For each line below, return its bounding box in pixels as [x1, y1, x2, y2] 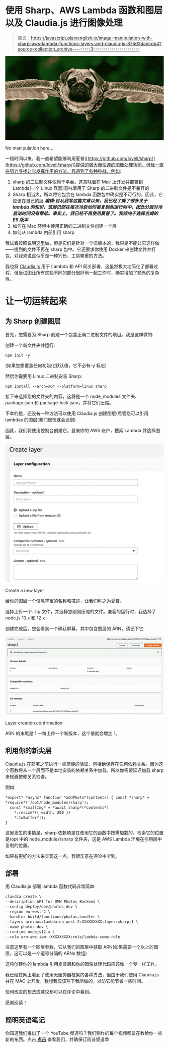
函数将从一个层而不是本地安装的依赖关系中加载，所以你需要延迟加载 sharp [9, 767, 164, 773]
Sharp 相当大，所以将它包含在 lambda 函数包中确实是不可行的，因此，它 [12, 191, 163, 197]
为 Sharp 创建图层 [5, 317, 61, 326]
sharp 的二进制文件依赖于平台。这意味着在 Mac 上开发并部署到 [12, 179, 143, 185]
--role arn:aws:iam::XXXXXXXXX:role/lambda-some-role [5, 934, 121, 939]
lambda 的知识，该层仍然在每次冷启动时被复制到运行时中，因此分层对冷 [12, 204, 162, 210]
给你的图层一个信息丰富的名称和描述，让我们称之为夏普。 [5, 598, 124, 604]
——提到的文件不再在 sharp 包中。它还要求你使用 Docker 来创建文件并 [5, 246, 152, 252]
